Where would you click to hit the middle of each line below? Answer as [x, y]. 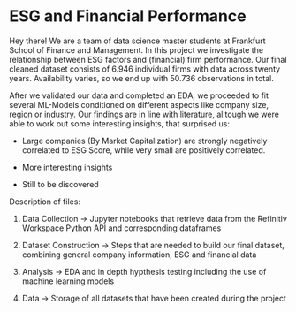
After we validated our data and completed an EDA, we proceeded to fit [139, 95]
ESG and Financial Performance [128, 16]
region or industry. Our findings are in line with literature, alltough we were [144, 114]
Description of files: [45, 202]
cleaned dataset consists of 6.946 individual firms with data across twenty [145, 69]
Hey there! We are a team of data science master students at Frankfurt [137, 41]
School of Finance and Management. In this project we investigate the [136, 49]
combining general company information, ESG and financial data [139, 255]
